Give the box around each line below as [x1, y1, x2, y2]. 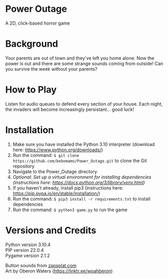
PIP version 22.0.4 [5, 247, 44, 253]
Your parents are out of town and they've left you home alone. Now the [5, 55, 155, 61]
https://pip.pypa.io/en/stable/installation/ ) [12, 190, 101, 196]
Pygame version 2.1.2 [5, 252, 50, 258]
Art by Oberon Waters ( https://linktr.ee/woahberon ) [5, 268, 113, 274]
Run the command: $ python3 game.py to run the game [12, 206, 128, 213]
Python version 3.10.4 [5, 242, 51, 248]
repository [12, 163, 35, 169]
